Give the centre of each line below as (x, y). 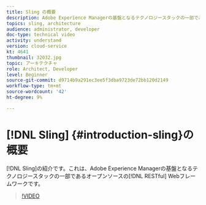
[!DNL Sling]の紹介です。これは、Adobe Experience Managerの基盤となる (100, 168)
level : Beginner (27, 75)
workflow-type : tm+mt (34, 86)
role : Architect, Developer (42, 69)
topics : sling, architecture (44, 23)
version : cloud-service (37, 47)
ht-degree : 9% (25, 97)
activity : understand (34, 40)
